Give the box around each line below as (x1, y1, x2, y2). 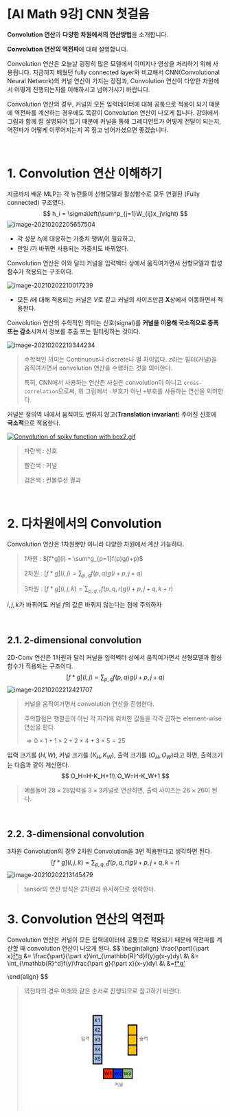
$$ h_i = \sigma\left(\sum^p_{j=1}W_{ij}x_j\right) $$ (43, 209, 188, 217)
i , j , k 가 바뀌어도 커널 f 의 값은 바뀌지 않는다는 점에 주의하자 (7, 601, 163, 609)
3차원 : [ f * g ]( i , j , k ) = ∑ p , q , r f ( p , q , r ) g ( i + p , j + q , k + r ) (23, 585, 174, 595)
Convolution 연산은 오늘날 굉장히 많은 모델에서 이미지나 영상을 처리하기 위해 (7, 59, 211, 67)
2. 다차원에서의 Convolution (7, 516, 162, 531)
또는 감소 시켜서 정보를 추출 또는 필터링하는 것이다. (7, 327, 141, 335)
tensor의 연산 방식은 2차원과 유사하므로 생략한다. (23, 885, 156, 894)
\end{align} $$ (7, 973, 49, 981)
